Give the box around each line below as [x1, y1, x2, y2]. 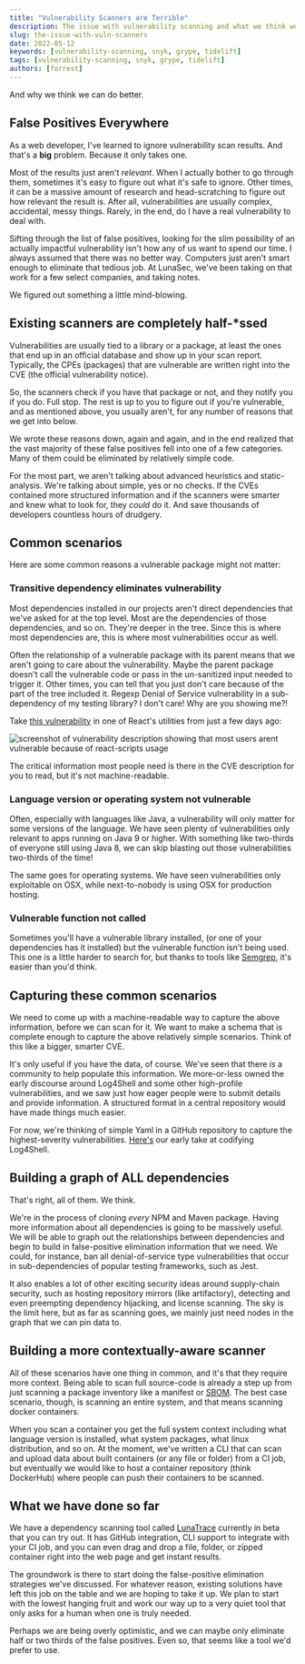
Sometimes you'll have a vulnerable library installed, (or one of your [9, 932, 262, 943]
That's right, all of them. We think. [9, 1194, 136, 1205]
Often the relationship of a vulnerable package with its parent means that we [9, 649, 296, 660]
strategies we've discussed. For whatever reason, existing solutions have [9, 1578, 283, 1589]
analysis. [9, 480, 43, 491]
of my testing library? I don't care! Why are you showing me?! [58, 697, 289, 708]
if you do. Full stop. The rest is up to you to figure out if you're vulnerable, [9, 396, 285, 407]
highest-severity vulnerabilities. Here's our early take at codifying [9, 1134, 254, 1145]
